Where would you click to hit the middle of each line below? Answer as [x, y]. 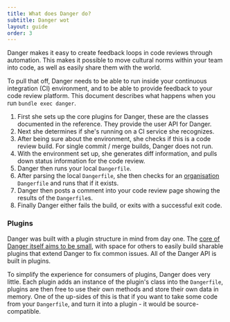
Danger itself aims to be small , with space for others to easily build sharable [115, 246]
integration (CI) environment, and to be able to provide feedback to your [110, 88]
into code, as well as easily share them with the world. [84, 67]
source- [188, 304]
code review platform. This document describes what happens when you [112, 96]
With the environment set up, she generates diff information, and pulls [117, 154]
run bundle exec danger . [42, 103]
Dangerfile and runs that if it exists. [68, 183]
